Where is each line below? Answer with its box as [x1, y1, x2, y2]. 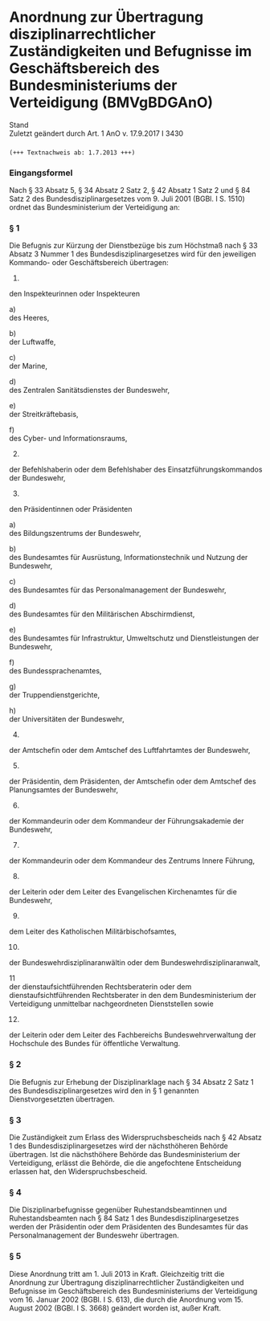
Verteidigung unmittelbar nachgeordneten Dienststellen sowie [9, 999, 214, 1008]
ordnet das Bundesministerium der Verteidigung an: [9, 202, 180, 212]
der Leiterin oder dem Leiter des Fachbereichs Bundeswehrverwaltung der [9, 1030, 256, 1040]
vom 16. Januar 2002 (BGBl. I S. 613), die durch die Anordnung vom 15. [9, 1294, 243, 1304]
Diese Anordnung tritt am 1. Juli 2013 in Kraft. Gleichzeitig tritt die [9, 1269, 225, 1278]
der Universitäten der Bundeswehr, [9, 714, 125, 724]
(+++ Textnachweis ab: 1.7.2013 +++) [9, 149, 136, 157]
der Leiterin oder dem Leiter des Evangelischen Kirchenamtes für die [9, 887, 238, 897]
